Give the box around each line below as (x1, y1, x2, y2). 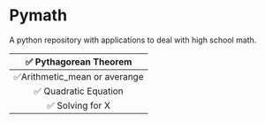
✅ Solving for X (47, 99, 110, 111)
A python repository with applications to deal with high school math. (9, 35, 257, 45)
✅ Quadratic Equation (34, 85, 124, 97)
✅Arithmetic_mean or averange (13, 70, 144, 82)
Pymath (9, 5, 68, 26)
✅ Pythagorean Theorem (25, 55, 132, 67)
